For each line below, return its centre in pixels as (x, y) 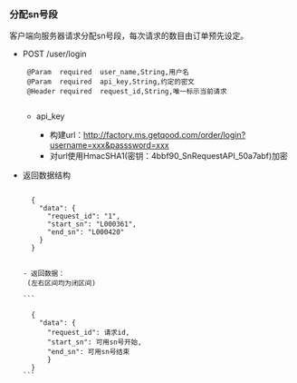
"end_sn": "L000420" (86, 232)
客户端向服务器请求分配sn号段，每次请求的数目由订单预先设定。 (129, 36)
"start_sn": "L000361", (92, 224)
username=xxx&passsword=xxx (109, 145)
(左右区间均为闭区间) (62, 283)
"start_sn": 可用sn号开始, (94, 342)
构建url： (67, 135)
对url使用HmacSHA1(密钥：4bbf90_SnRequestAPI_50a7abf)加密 (168, 156)
